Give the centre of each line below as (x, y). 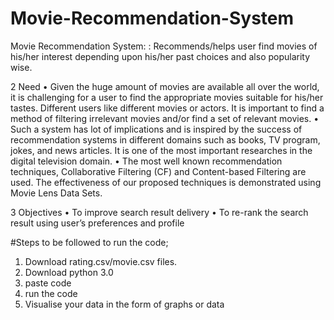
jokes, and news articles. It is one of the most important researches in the (161, 150)
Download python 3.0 (69, 272)
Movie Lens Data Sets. (56, 193)
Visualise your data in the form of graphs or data (124, 304)
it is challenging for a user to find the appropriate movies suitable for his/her (167, 97)
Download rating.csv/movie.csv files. (101, 261)
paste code (48, 283)
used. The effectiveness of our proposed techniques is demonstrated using (166, 182)
